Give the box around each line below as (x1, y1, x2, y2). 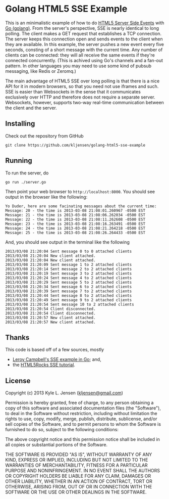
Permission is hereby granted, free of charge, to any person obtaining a (5, 400, 154, 406)
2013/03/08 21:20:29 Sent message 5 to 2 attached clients (5, 280, 132, 285)
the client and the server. (5, 105, 57, 111)
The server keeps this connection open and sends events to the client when (5, 36, 163, 42)
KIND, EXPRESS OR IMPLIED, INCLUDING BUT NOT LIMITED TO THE (5, 457, 148, 463)
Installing (5, 119, 35, 128)
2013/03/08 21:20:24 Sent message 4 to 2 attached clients (5, 275, 132, 281)
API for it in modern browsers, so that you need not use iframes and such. (5, 83, 159, 89)
